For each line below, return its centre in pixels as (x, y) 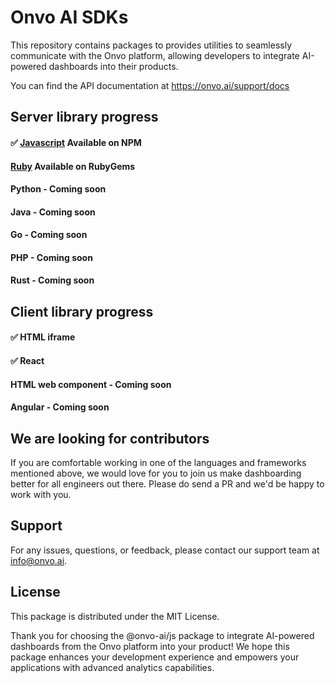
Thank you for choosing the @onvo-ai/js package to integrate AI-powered (162, 635)
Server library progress (84, 117)
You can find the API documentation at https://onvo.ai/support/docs (150, 85)
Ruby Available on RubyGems (73, 166)
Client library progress (82, 311)
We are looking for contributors (110, 438)
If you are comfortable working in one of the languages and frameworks (158, 463)
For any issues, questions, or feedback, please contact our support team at (165, 550)
